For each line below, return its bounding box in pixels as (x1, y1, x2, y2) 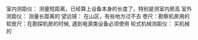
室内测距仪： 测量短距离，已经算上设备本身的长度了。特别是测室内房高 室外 (6, 5, 192, 12)
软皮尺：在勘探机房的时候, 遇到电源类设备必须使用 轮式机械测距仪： (6, 20, 173, 27)
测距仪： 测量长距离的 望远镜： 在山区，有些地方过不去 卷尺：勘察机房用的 (6, 13, 190, 20)
